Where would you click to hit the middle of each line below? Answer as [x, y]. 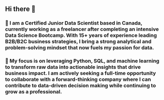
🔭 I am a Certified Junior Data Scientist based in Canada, [74, 23]
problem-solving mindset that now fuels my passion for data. [80, 48]
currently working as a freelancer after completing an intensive [82, 29]
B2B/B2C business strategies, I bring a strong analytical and [78, 41]
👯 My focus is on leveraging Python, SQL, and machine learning [82, 61]
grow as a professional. [34, 92]
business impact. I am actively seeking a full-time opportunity [81, 73]
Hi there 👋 [20, 9]
